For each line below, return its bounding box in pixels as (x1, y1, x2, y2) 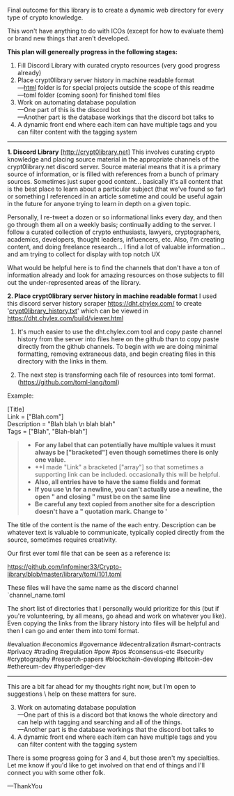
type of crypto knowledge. (7, 13, 84, 22)
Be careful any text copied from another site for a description (34, 500, 215, 508)
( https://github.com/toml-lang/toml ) (17, 378, 120, 386)
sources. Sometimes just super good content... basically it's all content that (7, 178, 223, 185)
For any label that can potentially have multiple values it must (34, 441, 216, 448)
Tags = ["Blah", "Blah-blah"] (7, 428, 88, 435)
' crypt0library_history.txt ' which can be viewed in (7, 306, 148, 315)
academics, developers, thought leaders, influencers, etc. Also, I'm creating (7, 235, 225, 243)
